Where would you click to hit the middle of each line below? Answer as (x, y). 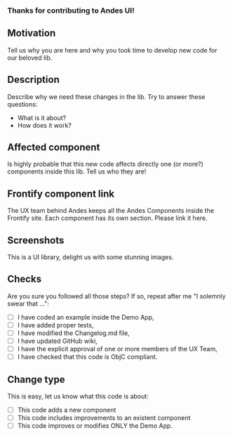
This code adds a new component (67, 410)
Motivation (32, 33)
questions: (22, 104)
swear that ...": (28, 304)
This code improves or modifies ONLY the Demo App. (95, 426)
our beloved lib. (30, 58)
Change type (36, 379)
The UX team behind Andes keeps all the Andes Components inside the (111, 211)
